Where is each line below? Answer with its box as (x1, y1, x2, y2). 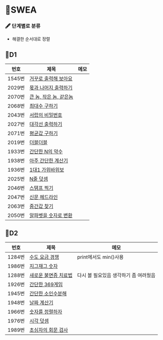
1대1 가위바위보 (29, 166, 64, 173)
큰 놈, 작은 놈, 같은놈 (29, 93, 73, 100)
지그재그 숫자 (29, 263, 58, 269)
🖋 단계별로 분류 (5, 23, 41, 30)
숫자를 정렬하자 (29, 308, 62, 315)
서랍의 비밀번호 (29, 112, 62, 119)
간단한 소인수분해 (29, 290, 67, 297)
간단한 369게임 (29, 281, 63, 288)
